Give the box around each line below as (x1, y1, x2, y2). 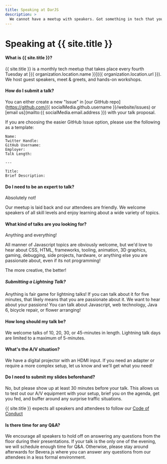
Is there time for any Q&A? (5, 422, 61, 428)
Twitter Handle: (5, 138, 39, 143)
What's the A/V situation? (5, 347, 60, 352)
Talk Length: (5, 151, 32, 156)
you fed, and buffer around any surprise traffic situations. (5, 395, 123, 401)
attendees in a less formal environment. (5, 454, 86, 461)
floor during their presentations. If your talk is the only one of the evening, (5, 439, 157, 445)
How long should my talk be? (5, 318, 66, 324)
